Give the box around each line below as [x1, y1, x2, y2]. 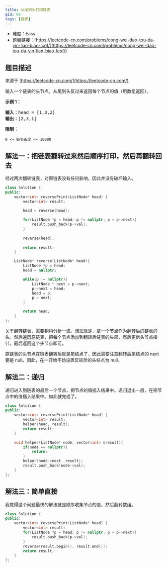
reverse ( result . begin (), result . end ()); [23, 544, 108, 549]
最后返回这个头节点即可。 [13, 340, 66, 346]
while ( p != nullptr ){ [23, 277, 68, 282]
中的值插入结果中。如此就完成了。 [9, 393, 80, 399]
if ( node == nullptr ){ [23, 445, 68, 450]
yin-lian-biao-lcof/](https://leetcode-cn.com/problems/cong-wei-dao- [12, 43, 157, 49]
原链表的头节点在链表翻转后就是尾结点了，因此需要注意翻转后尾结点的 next [5, 351, 159, 357]
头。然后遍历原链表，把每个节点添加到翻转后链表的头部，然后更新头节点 [5, 334, 153, 340]
